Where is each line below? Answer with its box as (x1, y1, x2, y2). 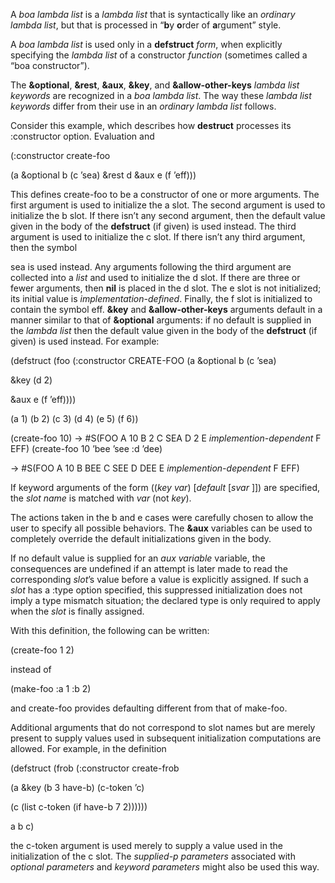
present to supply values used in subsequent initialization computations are (10, 732, 322, 744)
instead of (10, 664, 52, 675)
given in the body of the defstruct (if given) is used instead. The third (10, 220, 297, 232)
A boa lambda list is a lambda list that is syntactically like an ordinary (10, 9, 296, 20)
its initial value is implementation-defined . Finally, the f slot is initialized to (10, 293, 313, 304)
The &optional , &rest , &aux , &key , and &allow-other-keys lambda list (10, 79, 300, 91)
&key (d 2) (10, 374, 53, 386)
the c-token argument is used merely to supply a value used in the (10, 840, 283, 851)
